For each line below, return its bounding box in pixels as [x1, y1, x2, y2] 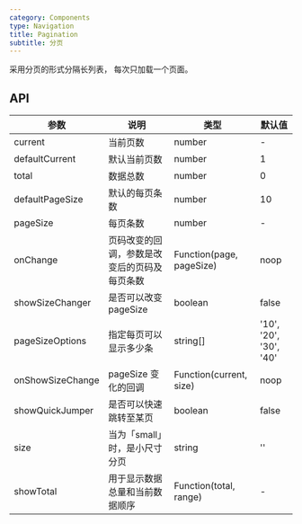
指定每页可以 [107, 329, 163, 342]
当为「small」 [107, 429, 163, 441]
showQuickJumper [13, 404, 94, 417]
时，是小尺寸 [107, 442, 163, 455]
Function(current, [173, 369, 248, 381]
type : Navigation [9, 22, 75, 31]
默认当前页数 [107, 154, 163, 166]
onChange [13, 253, 58, 266]
